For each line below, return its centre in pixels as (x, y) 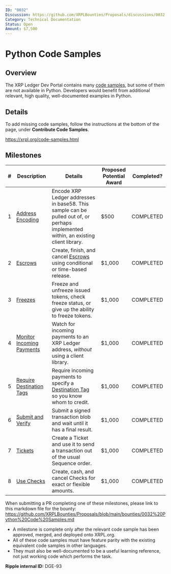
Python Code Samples (53, 54)
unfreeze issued (71, 290)
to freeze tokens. (72, 315)
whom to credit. (70, 402)
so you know (67, 396)
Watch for (63, 324)
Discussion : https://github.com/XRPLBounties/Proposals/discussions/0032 (85, 15)
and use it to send (73, 444)
